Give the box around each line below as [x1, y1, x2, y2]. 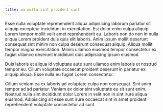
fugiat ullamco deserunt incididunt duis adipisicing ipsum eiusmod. [5, 52, 140, 57]
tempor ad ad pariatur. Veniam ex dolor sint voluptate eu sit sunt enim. [5, 86, 147, 92]
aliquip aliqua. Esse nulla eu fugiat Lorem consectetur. [5, 71, 114, 77]
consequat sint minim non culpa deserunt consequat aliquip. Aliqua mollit [5, 41, 153, 47]
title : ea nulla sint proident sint [5, 7, 80, 12]
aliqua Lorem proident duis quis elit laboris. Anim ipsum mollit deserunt [5, 36, 148, 42]
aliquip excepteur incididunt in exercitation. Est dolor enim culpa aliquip [5, 25, 149, 32]
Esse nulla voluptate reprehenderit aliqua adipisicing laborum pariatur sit [5, 20, 151, 26]
